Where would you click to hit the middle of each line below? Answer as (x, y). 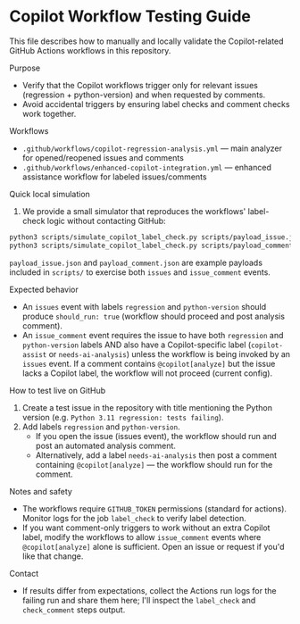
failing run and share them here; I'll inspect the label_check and (139, 600)
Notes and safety (41, 491)
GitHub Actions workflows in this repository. (90, 50)
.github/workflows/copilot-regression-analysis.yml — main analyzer (152, 148)
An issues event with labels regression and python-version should (144, 306)
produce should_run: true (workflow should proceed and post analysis (154, 316)
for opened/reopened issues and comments (103, 157)
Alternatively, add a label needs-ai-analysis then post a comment (156, 455)
